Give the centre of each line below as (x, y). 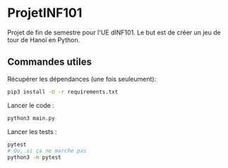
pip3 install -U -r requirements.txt (63, 92)
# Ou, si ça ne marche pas (47, 151)
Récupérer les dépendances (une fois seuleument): (82, 79)
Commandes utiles (49, 62)
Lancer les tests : (32, 131)
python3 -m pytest (34, 157)
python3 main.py (31, 118)
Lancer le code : (31, 105)
